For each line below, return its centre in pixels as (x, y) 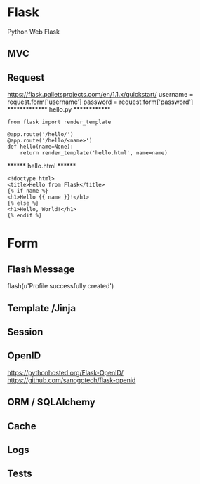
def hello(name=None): (40, 147)
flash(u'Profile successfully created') (61, 286)
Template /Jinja (41, 308)
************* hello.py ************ (59, 109)
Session (25, 331)
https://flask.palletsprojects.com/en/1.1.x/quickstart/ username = (100, 95)
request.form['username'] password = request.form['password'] (100, 102)
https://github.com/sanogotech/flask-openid (72, 380)
